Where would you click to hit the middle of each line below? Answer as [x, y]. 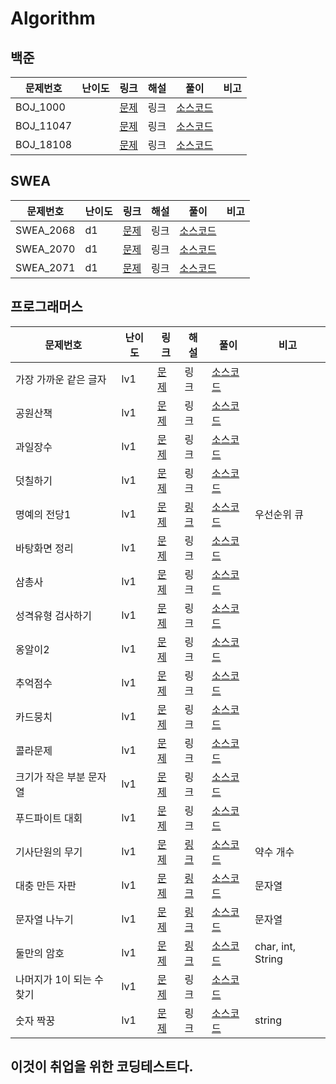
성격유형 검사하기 [54, 615]
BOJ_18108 [44, 144]
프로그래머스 [46, 307]
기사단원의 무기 [49, 852]
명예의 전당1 [43, 514]
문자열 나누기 [44, 919]
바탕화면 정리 [44, 548]
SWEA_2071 [45, 267]
